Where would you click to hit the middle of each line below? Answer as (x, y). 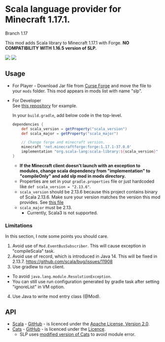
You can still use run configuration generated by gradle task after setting (86, 282)
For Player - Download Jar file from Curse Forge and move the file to (82, 85)
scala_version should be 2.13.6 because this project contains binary (88, 191)
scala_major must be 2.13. (46, 207)
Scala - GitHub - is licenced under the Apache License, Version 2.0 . (81, 324)
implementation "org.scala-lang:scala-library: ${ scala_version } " (90, 152)
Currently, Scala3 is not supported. (62, 213)
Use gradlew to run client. (38, 267)
